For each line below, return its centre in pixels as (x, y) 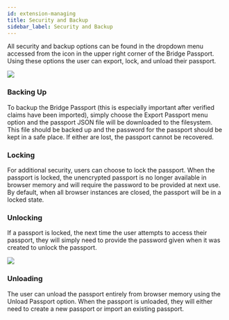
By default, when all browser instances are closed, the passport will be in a (114, 192)
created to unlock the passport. (52, 248)
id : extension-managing (42, 14)
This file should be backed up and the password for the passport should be (115, 129)
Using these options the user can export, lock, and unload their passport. (112, 61)
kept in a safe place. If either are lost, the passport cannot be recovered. (110, 137)
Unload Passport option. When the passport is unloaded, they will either (110, 301)
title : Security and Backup (48, 20)
